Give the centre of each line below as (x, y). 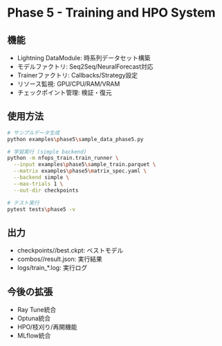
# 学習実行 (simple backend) (47, 152)
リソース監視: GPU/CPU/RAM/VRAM (68, 84)
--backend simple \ (41, 178)
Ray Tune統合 (37, 310)
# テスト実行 (23, 203)
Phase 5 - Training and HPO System (111, 13)
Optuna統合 (34, 318)
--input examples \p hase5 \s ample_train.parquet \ (85, 165)
